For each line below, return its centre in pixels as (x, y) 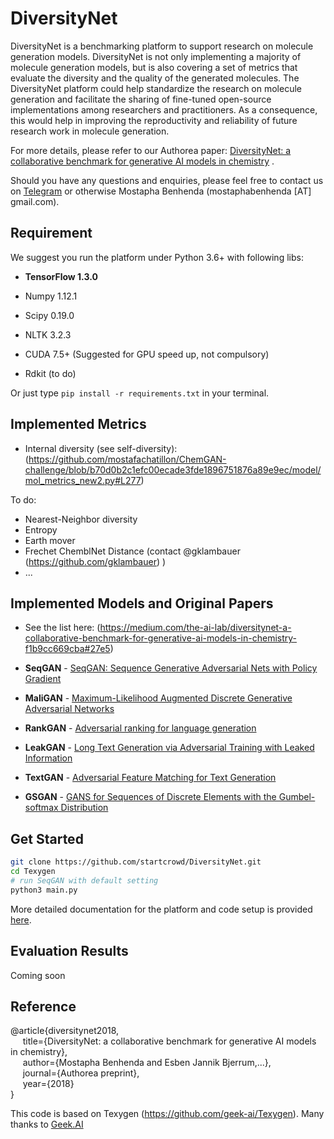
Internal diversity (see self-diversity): (101, 448)
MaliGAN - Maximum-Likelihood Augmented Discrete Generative (158, 698)
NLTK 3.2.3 (48, 334)
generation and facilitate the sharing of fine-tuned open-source (141, 99)
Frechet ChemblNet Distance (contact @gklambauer (132, 551)
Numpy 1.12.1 (51, 296)
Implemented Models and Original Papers (142, 603)
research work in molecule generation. (90, 131)
